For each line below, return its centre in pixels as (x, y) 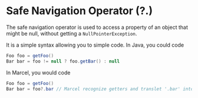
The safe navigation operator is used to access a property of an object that (97, 27)
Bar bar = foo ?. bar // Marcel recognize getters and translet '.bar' (93, 89)
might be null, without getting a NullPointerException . (72, 33)
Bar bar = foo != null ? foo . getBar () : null (63, 61)
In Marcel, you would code (38, 73)
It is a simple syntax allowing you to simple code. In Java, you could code (95, 45)
